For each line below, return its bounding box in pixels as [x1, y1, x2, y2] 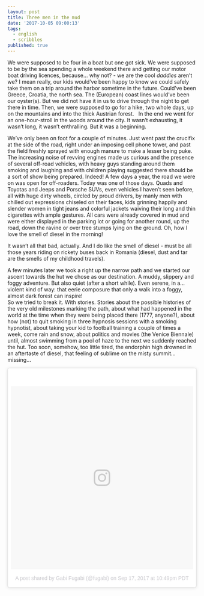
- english [13, 31, 37, 37]
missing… [7, 356, 31, 363]
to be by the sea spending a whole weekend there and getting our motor [7, 65, 186, 72]
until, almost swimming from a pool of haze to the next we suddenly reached [7, 337, 197, 344]
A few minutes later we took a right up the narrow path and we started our [7, 266, 190, 274]
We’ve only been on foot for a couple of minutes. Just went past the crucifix [7, 134, 195, 141]
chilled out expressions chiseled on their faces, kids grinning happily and [7, 198, 188, 205]
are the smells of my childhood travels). [7, 255, 105, 262]
